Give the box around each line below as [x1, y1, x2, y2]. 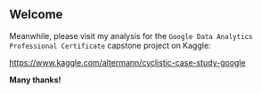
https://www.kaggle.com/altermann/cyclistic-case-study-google [9, 57, 247, 67]
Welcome [9, 7, 63, 22]
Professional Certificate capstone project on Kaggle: [9, 40, 211, 51]
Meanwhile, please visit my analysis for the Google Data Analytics [9, 30, 253, 41]
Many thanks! [9, 74, 61, 85]
